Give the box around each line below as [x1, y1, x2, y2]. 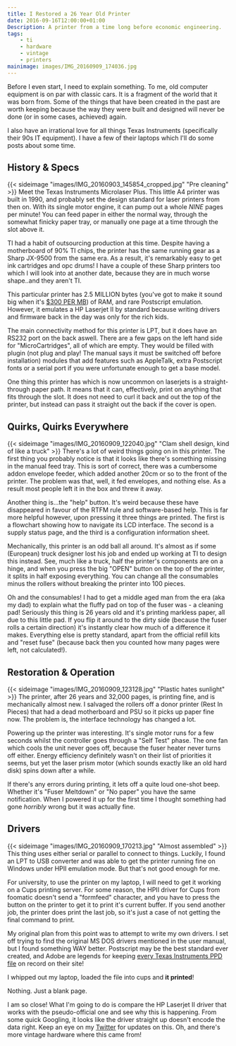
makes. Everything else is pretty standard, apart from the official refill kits [7, 630, 221, 640]
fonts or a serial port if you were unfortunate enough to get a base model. [7, 364, 221, 372]
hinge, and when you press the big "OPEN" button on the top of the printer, [7, 565, 225, 573]
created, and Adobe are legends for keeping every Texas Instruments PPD [7, 951, 223, 960]
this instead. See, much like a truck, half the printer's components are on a [7, 557, 223, 565]
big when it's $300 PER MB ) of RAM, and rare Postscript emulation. [7, 298, 203, 306]
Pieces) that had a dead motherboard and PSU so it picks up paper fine [7, 707, 215, 716]
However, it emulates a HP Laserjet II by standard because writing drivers [7, 305, 221, 314]
